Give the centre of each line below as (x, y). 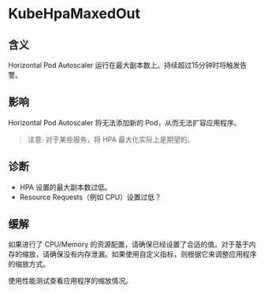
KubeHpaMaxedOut (74, 14)
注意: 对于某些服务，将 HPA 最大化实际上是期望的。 (111, 139)
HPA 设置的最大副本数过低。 (65, 187)
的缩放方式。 (29, 264)
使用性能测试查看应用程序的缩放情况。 (70, 281)
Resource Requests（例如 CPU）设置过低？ (90, 197)
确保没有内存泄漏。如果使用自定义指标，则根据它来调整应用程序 (153, 254)
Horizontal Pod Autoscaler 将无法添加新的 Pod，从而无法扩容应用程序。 (125, 122)
